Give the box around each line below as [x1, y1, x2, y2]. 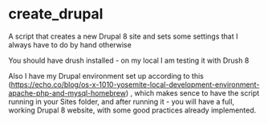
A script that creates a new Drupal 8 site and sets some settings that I [8, 31, 238, 41]
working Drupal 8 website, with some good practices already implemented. [8, 105, 257, 115]
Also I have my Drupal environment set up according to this [8, 71, 205, 80]
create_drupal [8, 5, 104, 23]
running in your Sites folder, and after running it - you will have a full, [8, 96, 235, 106]
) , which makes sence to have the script [125, 88, 260, 97]
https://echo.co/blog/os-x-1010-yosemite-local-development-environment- [10, 80, 260, 89]
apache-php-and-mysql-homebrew [8, 88, 127, 97]
